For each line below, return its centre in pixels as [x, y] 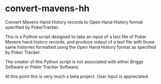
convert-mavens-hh [47, 9]
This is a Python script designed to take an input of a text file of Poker [76, 37]
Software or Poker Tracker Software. [42, 67]
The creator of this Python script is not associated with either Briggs [74, 62]
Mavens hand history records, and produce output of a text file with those [80, 42]
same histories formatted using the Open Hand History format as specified [81, 47]
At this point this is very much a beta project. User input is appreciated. [77, 76]
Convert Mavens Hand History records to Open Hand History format [74, 22]
